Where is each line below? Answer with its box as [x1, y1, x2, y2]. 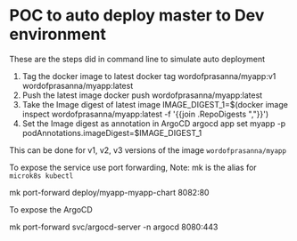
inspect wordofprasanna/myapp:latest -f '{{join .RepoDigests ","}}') [21, 108, 269, 119]
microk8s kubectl [9, 171, 74, 181]
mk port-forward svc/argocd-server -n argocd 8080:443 [9, 221, 219, 232]
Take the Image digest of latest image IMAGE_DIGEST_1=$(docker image [21, 99, 288, 109]
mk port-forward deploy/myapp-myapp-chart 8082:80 [9, 187, 210, 197]
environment [9, 24, 107, 44]
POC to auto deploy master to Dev [9, 5, 265, 26]
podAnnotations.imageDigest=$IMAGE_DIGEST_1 [21, 127, 202, 138]
